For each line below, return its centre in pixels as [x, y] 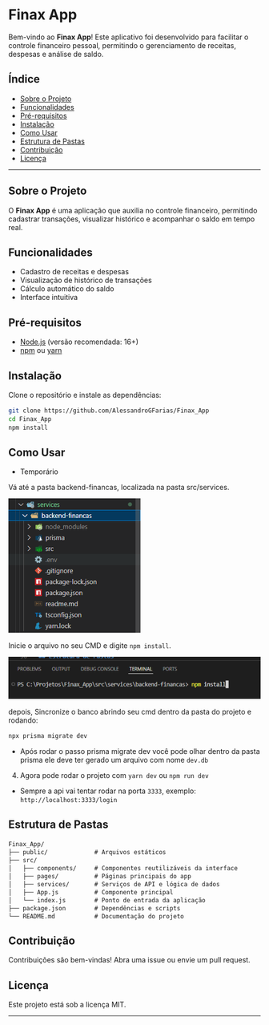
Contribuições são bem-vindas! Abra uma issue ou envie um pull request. [129, 960]
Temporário [39, 472]
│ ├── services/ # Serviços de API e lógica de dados [114, 884]
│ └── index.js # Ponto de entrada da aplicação [107, 900]
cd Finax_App [30, 419]
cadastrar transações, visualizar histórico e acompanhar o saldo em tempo [132, 219]
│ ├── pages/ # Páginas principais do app [100, 876]
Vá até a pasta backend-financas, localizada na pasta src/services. [119, 488]
